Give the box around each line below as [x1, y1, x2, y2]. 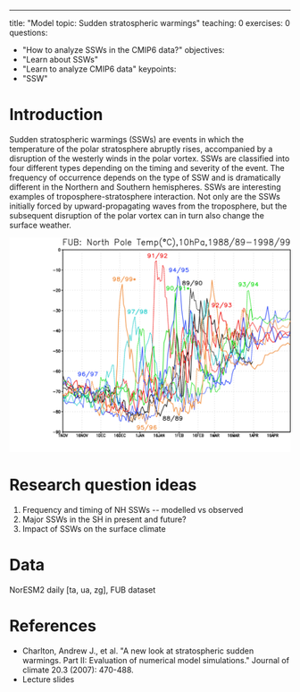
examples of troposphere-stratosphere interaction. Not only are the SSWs [9, 191, 281, 201]
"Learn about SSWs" [21, 55, 98, 64]
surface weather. [9, 219, 71, 230]
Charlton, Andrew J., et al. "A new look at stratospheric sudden [21, 645, 254, 656]
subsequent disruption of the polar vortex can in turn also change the [9, 209, 265, 220]
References [9, 615, 96, 636]
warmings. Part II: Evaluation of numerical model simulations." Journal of [21, 654, 290, 665]
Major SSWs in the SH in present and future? [21, 514, 187, 525]
